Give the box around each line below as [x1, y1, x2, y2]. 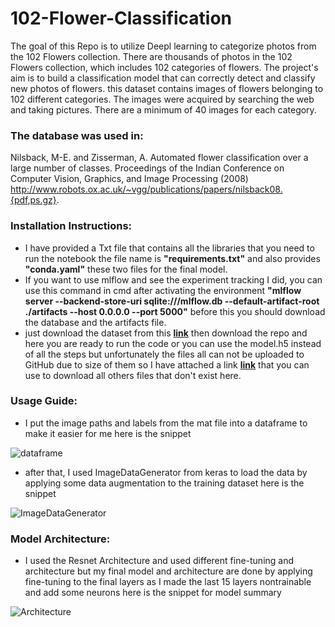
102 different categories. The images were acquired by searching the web [10, 93, 315, 105]
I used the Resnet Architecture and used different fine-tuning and [24, 555, 295, 567]
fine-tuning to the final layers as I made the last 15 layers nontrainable [24, 576, 312, 588]
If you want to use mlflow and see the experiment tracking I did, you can [24, 273, 323, 286]
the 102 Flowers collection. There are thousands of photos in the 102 [10, 50, 293, 62]
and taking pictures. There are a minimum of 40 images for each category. [10, 103, 317, 116]
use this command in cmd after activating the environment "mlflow [24, 284, 302, 296]
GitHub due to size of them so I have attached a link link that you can [24, 358, 310, 371]
